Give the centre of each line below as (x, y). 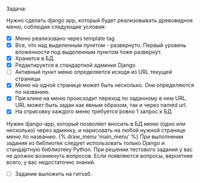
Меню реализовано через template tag (65, 38)
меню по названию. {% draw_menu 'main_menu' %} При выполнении (95, 136)
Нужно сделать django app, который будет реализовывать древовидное (100, 20)
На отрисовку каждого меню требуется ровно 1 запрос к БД (93, 111)
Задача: (16, 9)
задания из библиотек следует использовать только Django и (86, 143)
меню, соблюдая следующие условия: (56, 27)
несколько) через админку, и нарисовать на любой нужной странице (96, 130)
